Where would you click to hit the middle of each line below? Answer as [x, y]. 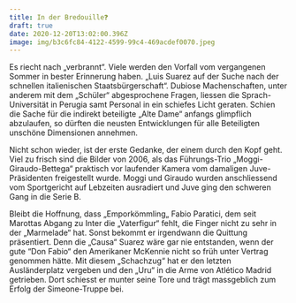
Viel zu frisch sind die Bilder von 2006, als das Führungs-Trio [120, 159]
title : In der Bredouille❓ [59, 17]
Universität [29, 105]
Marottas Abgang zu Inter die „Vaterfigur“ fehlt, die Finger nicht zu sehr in [143, 223]
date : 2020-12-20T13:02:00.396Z [68, 34]
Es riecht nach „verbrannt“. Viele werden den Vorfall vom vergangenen [138, 67]
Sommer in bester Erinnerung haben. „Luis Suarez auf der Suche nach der [144, 77]
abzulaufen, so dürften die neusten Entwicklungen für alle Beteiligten [135, 124]
